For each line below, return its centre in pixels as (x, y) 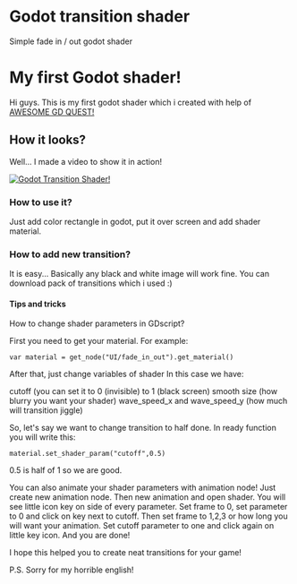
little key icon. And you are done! (70, 536)
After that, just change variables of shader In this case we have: (127, 374)
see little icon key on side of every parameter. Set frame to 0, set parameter (148, 507)
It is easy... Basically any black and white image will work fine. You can (140, 274)
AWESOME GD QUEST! (52, 112)
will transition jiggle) (46, 410)
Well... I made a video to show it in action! (86, 161)
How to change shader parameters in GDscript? (97, 323)
